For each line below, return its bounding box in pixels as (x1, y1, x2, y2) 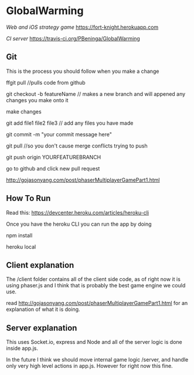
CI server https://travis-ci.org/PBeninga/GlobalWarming (6, 35, 141, 42)
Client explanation (6, 260, 74, 270)
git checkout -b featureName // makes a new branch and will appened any (6, 90, 186, 98)
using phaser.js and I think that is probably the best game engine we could (6, 282, 186, 289)
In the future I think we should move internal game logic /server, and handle (6, 356, 189, 363)
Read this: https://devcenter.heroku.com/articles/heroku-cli (6, 209, 149, 216)
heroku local (6, 243, 36, 250)
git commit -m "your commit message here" (6, 130, 113, 138)
